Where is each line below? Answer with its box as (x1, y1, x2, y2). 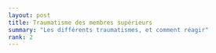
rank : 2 (8, 33, 34, 41)
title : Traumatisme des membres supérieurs (8, 19, 153, 26)
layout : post (8, 11, 51, 19)
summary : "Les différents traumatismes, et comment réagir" (8, 26, 210, 34)
